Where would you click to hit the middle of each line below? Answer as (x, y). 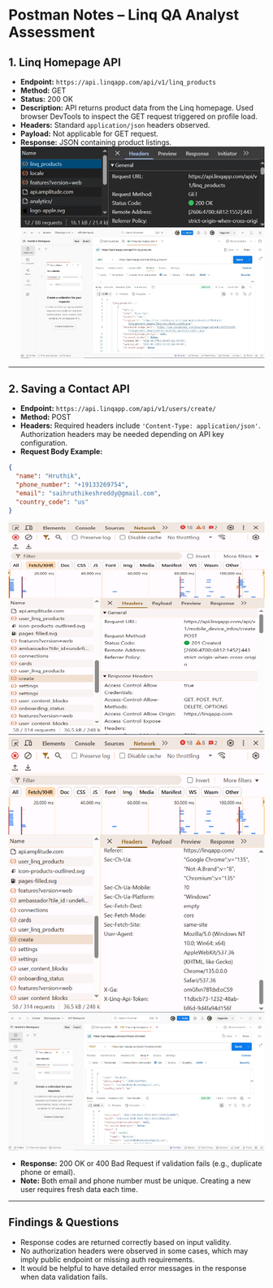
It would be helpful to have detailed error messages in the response (133, 1268)
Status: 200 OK (46, 99)
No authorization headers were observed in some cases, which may (134, 1251)
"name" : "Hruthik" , (49, 476)
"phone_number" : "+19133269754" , (72, 485)
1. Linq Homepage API (65, 62)
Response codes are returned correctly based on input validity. (126, 1242)
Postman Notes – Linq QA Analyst (124, 15)
